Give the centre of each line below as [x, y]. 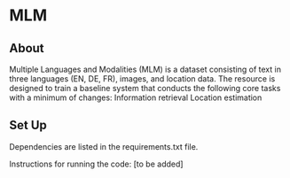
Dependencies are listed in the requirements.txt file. [104, 146]
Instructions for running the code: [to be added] [96, 164]
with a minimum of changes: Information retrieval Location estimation [136, 97]
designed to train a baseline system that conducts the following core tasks [145, 88]
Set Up [28, 125]
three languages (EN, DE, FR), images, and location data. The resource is [142, 79]
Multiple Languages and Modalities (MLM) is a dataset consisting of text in [145, 69]
